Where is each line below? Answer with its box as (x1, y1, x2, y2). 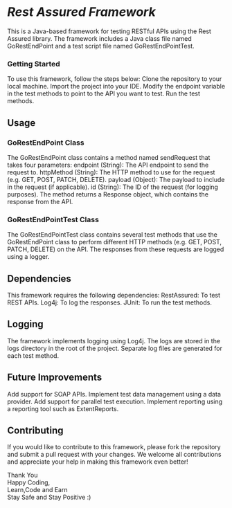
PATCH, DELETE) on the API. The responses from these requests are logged (7, 245, 224, 253)
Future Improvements (7, 372, 102, 383)
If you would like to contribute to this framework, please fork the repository (7, 443, 221, 451)
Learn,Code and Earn (7, 486, 68, 494)
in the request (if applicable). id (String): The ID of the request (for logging (7, 183, 218, 191)
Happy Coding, (7, 478, 51, 487)
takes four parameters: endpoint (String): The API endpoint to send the (7, 161, 209, 169)
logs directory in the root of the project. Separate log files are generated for (7, 344, 223, 352)
